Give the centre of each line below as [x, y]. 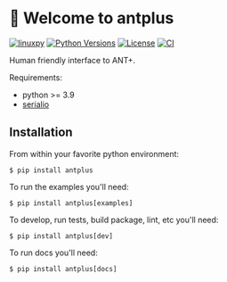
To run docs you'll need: [53, 253]
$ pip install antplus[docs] [63, 269]
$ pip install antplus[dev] [61, 236]
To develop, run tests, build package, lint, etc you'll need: [114, 220]
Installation [41, 133]
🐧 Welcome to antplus [92, 18]
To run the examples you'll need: [69, 187]
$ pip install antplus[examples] [71, 203]
